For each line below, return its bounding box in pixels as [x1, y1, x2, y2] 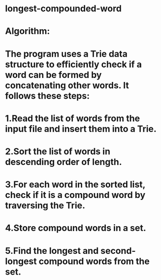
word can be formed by [5, 69, 102, 80]
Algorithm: [5, 26, 50, 37]
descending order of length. [5, 156, 122, 167]
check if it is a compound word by [5, 190, 146, 200]
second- [100, 245, 136, 256]
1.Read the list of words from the [5, 113, 140, 124]
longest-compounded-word [5, 3, 122, 14]
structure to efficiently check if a [5, 59, 142, 70]
